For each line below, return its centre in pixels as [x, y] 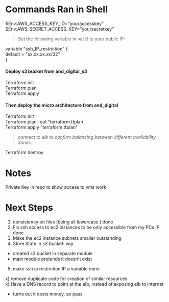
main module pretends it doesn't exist [52, 259]
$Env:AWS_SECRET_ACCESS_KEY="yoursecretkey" [60, 29]
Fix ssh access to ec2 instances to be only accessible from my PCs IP [86, 228]
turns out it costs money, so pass [47, 294]
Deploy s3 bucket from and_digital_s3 [46, 71]
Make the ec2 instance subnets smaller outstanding [67, 238]
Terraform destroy [25, 153]
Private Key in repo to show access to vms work [56, 187]
